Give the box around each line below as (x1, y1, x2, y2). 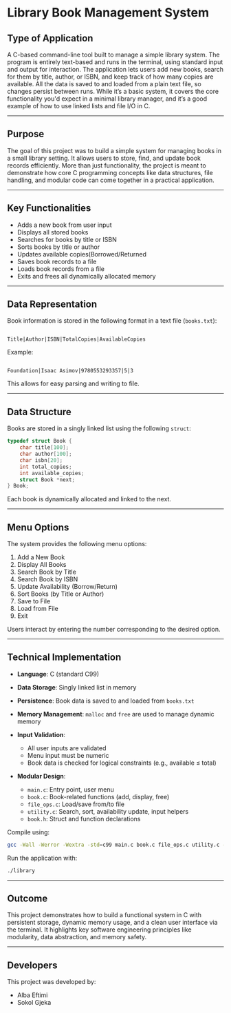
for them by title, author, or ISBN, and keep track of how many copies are (7, 72, 214, 81)
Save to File (16, 597, 51, 605)
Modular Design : (16, 772, 66, 780)
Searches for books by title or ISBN (16, 235, 117, 243)
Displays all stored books (16, 228, 89, 236)
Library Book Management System (7, 5, 210, 21)
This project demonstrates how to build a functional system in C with (7, 911, 201, 919)
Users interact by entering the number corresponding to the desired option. (7, 625, 221, 634)
